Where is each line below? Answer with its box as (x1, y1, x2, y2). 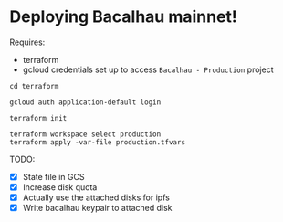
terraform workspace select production (9, 130, 162, 139)
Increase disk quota (22, 182, 98, 193)
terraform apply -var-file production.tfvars (9, 137, 185, 147)
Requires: (9, 37, 46, 48)
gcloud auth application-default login (9, 98, 162, 107)
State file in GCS (22, 171, 85, 182)
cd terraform (9, 81, 59, 90)
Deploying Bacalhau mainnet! (9, 6, 237, 27)
